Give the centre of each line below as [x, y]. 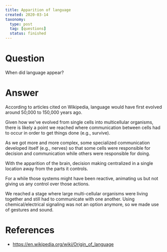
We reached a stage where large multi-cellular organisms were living [76, 193]
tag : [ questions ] [28, 29]
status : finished [28, 33]
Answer [22, 93]
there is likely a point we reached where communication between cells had [83, 128]
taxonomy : [16, 19]
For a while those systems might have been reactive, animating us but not [82, 178]
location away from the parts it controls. [47, 169]
